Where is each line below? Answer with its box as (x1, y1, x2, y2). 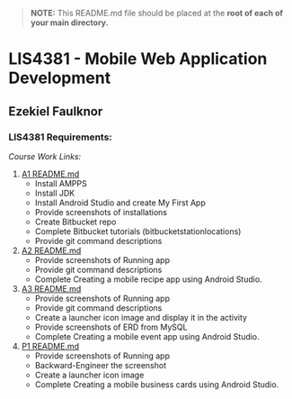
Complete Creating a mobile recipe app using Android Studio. (34, 274, 262, 285)
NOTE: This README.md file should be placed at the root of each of (30, 8, 284, 18)
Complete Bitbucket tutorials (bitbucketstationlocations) (34, 225, 242, 237)
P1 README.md (21, 340, 80, 351)
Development (8, 68, 111, 88)
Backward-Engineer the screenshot (34, 359, 167, 370)
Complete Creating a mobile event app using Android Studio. (34, 331, 260, 341)
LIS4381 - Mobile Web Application (8, 49, 268, 69)
